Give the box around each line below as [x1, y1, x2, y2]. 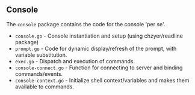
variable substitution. [14, 51, 67, 59]
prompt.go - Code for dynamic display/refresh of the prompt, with [14, 45, 177, 52]
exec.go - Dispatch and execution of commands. [14, 57, 135, 65]
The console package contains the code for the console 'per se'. [6, 20, 166, 27]
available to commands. [14, 83, 74, 90]
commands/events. [14, 70, 63, 77]
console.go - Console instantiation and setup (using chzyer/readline [14, 32, 184, 39]
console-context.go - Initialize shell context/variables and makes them [14, 76, 190, 84]
